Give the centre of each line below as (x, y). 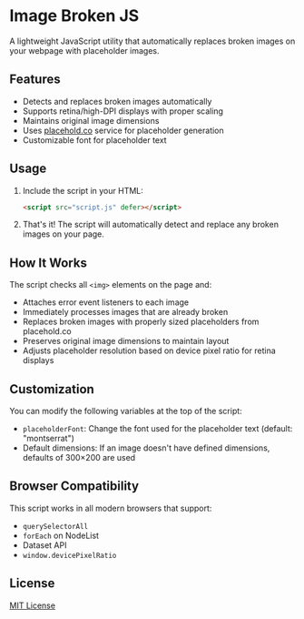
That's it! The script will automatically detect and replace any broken (151, 225)
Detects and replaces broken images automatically (117, 101)
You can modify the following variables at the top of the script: (126, 411)
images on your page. (63, 234)
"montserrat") (49, 439)
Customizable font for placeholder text (94, 140)
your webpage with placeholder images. (84, 50)
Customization (52, 389)
